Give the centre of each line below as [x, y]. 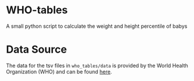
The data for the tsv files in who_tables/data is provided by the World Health [97, 65]
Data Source [36, 49]
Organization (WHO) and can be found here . [59, 71]
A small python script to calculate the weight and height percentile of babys [97, 26]
